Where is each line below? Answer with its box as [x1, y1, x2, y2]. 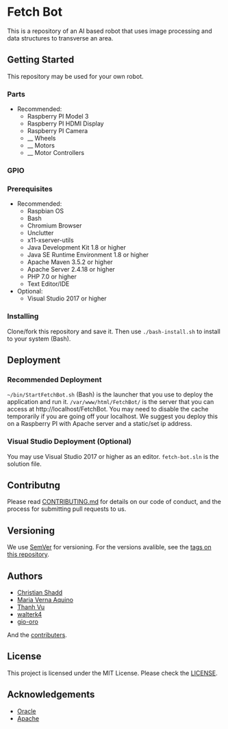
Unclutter [27, 229, 54, 237]
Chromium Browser [27, 222, 82, 230]
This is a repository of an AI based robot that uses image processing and [7, 27, 212, 35]
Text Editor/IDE [27, 280, 70, 288]
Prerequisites [7, 184, 53, 193]
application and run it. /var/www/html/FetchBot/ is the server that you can [7, 398, 214, 406]
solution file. [7, 459, 42, 468]
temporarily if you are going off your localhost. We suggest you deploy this [7, 412, 218, 420]
